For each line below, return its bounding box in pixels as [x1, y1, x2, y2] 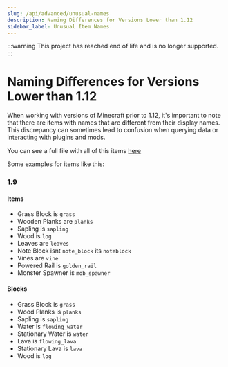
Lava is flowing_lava [17, 337, 77, 345]
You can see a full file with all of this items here [7, 147, 142, 155]
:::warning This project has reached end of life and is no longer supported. [7, 42, 219, 51]
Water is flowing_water [17, 322, 83, 330]
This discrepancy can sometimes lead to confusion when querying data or [7, 126, 219, 134]
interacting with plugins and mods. [7, 133, 106, 142]
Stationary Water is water [17, 330, 89, 338]
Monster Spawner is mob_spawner [17, 269, 111, 277]
